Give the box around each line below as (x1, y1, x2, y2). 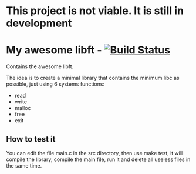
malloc (14, 105, 31, 112)
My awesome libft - (6, 43, 102, 57)
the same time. (6, 162, 42, 169)
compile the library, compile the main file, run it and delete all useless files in (6, 156, 191, 163)
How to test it (6, 134, 56, 144)
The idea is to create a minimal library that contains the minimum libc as (6, 75, 180, 82)
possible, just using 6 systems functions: (6, 81, 104, 88)
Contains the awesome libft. (6, 63, 74, 70)
